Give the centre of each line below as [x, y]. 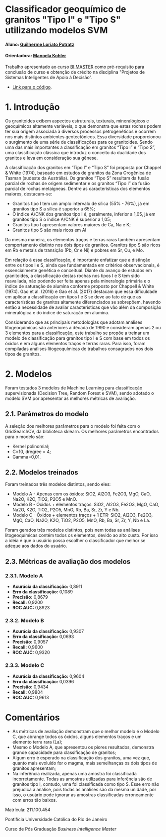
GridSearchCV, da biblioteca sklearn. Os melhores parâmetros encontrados [82, 431]
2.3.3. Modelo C [25, 665]
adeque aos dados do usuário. [36, 546]
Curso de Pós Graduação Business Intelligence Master [61, 829]
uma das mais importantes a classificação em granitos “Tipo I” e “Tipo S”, [80, 147]
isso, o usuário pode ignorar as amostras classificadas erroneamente [83, 795]
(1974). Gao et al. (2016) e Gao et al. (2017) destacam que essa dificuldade [81, 291]
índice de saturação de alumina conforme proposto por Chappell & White [80, 286]
